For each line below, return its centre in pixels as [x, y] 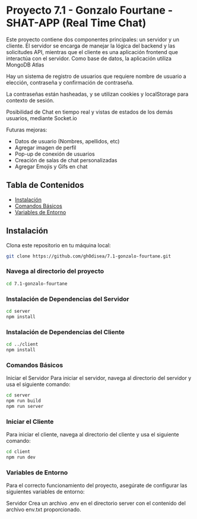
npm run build [24, 401]
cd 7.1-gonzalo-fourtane [37, 284]
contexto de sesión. [30, 100]
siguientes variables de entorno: [45, 492]
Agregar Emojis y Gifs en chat [51, 166]
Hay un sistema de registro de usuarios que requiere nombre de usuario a [96, 76]
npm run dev [21, 457]
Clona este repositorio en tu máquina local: [58, 245]
